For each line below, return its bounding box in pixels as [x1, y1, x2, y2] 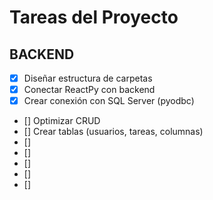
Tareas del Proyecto [9, 6, 179, 29]
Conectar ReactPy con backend [23, 84, 156, 96]
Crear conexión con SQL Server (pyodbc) [23, 95, 195, 107]
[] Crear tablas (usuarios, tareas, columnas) [23, 126, 204, 138]
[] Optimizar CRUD [23, 115, 101, 127]
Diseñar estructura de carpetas [23, 72, 153, 84]
